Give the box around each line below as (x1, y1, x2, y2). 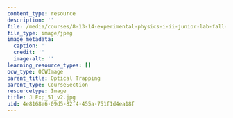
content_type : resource (7, 10, 76, 17)
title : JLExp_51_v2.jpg (7, 94, 76, 101)
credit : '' (13, 49, 45, 56)
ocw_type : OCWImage (7, 68, 64, 75)
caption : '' (13, 42, 49, 49)
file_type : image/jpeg (7, 29, 73, 37)
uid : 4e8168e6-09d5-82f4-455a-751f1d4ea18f (7, 101, 135, 108)
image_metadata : (7, 36, 54, 43)
